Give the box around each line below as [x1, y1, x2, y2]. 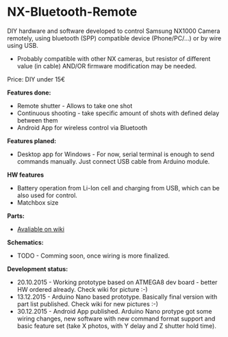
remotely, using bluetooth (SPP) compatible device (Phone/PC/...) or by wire [7, 34, 222, 42]
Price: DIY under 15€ [7, 75, 65, 83]
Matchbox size [16, 198, 59, 206]
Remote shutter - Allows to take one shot [16, 101, 133, 110]
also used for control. [16, 191, 77, 199]
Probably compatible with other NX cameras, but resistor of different [16, 54, 211, 62]
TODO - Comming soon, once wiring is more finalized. [16, 251, 170, 260]
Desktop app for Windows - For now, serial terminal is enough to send [16, 150, 214, 158]
